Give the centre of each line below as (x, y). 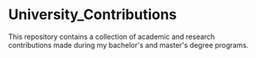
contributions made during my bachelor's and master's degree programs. (128, 44)
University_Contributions (93, 15)
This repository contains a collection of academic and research (112, 37)
